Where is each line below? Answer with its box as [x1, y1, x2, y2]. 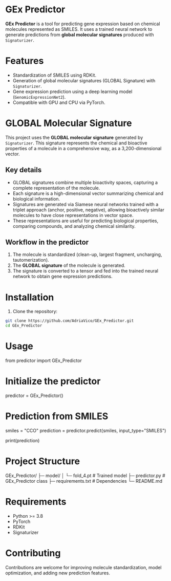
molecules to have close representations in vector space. [12, 212, 134, 218]
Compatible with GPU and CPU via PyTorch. [12, 99, 105, 105]
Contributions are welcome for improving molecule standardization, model [5, 564, 162, 570]
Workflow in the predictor [5, 238, 89, 247]
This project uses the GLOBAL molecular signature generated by [5, 134, 143, 140]
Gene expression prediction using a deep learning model [12, 88, 133, 95]
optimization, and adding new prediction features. [5, 570, 110, 576]
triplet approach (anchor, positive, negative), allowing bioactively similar [12, 207, 165, 213]
